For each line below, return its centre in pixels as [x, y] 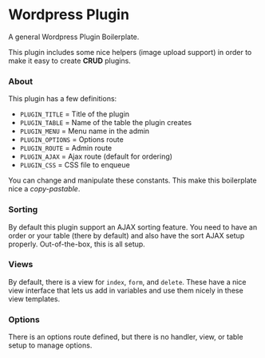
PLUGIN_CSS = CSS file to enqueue [75, 165]
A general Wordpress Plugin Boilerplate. [74, 37]
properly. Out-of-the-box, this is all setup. [77, 244]
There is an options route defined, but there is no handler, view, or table [126, 337]
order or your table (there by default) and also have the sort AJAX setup [127, 235]
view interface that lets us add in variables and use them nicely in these [126, 290]
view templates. [34, 299]
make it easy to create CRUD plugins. [70, 61]
